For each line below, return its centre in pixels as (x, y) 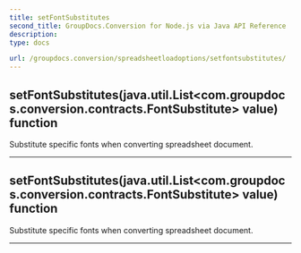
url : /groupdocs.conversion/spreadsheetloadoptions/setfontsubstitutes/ (148, 59)
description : (34, 34)
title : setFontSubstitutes (60, 17)
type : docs (30, 42)
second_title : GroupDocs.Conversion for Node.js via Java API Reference (148, 26)
